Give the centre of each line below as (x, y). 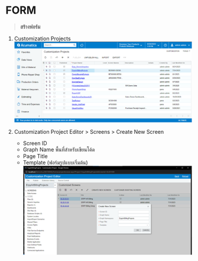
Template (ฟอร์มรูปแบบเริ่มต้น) (55, 162)
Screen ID (35, 143)
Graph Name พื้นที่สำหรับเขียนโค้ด (59, 149)
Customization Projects (43, 38)
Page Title (35, 156)
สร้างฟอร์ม (30, 27)
